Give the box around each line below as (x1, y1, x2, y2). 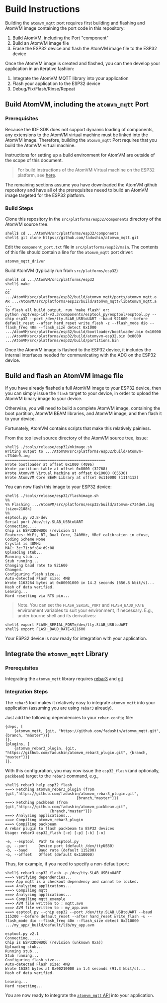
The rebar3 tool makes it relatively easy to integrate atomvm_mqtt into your (5, 699, 156, 705)
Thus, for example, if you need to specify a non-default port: (5, 861, 129, 867)
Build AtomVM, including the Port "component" (12, 35, 109, 41)
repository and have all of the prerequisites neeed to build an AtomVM (5, 187, 149, 193)
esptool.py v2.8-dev (5, 515, 48, 520)
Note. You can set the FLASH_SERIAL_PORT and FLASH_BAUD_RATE (17, 602, 145, 608)
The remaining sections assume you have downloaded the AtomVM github (5, 181, 158, 187)
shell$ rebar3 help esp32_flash (5, 782, 72, 787)
